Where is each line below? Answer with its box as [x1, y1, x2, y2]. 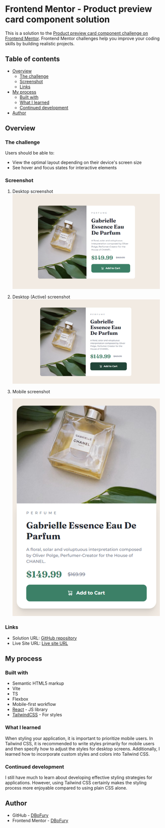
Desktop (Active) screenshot [12, 294, 70, 300]
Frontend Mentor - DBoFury [12, 817, 69, 823]
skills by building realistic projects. [5, 40, 75, 46]
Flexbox [12, 696, 28, 702]
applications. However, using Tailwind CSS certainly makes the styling [5, 780, 147, 786]
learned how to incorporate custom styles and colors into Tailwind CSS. [5, 751, 150, 757]
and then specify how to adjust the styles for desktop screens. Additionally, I [5, 746, 160, 752]
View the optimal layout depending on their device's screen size [12, 159, 142, 165]
